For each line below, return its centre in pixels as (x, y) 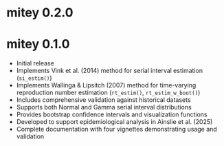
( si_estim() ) (34, 78)
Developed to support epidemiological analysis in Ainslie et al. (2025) (114, 122)
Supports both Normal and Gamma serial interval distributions (104, 107)
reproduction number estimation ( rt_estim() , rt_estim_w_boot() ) (108, 93)
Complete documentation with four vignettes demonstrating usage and (116, 129)
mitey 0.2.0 (40, 13)
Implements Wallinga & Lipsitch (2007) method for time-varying (106, 85)
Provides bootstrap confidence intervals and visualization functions (112, 114)
